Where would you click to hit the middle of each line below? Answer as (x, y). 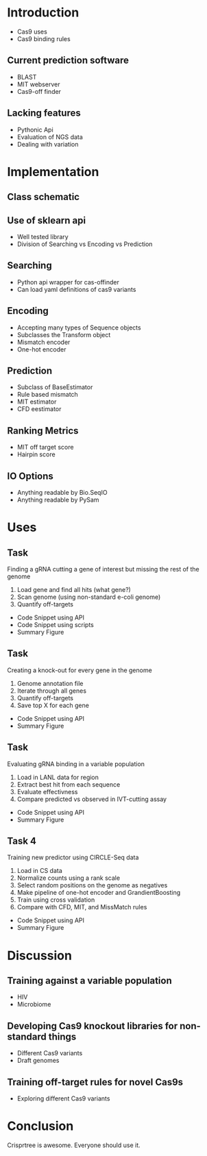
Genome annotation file (50, 683)
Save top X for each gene (53, 705)
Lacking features (44, 113)
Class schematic (44, 197)
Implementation (53, 172)
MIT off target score (45, 447)
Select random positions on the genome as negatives (92, 885)
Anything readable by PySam (58, 500)
